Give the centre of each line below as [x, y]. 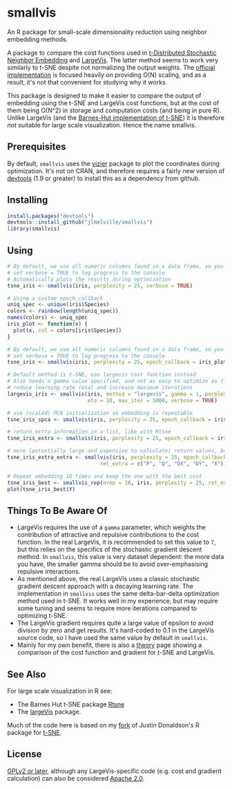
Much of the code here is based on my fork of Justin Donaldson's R [103, 725]
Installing [28, 200]
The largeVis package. [49, 712]
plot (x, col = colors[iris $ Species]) [68, 330]
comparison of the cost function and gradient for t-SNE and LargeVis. [116, 653]
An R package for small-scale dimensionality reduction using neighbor [107, 32]
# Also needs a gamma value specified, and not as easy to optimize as [112, 381]
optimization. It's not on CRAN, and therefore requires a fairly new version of [116, 170]
